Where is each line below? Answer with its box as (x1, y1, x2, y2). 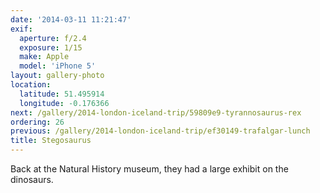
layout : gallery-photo (10, 71, 105, 81)
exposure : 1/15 (19, 42, 83, 53)
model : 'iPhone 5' (19, 61, 97, 71)
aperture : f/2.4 (19, 33, 87, 43)
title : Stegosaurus (10, 136, 92, 146)
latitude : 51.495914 (19, 89, 105, 99)
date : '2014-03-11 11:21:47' (10, 14, 132, 25)
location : (10, 80, 52, 90)
